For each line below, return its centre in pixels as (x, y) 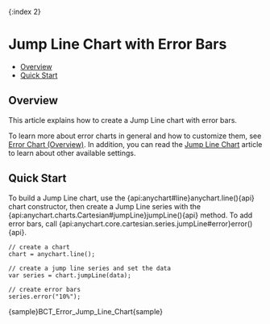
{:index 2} (25, 12)
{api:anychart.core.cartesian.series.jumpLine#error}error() (156, 223)
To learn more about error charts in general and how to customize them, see (135, 136)
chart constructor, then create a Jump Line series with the (105, 206)
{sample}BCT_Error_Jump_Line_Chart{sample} (86, 311)
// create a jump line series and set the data (90, 268)
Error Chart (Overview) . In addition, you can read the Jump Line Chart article (135, 144)
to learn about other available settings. (72, 153)
